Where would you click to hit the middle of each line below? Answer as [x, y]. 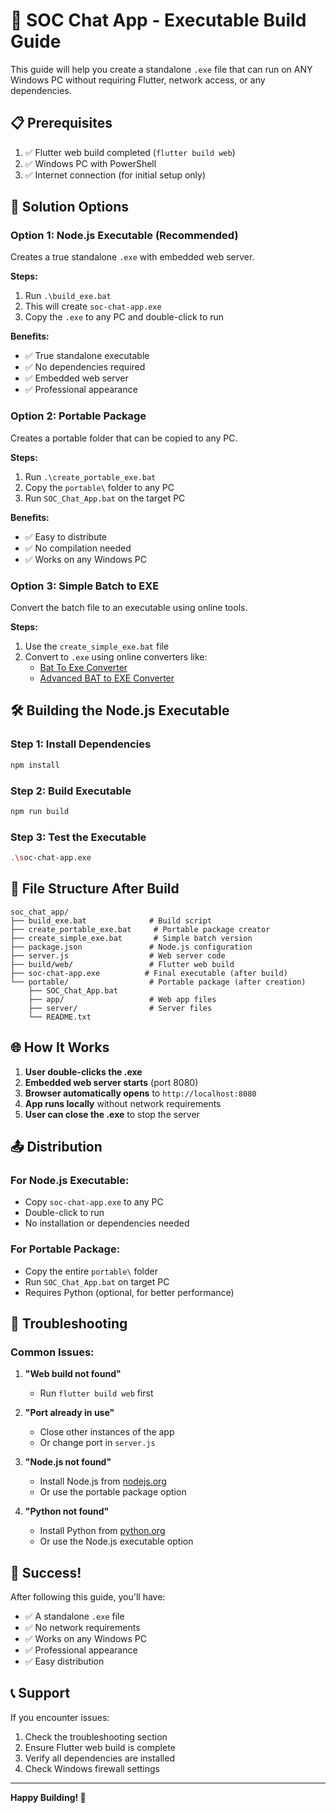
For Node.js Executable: [70, 1180]
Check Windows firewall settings [92, 1768]
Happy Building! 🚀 [48, 1797]
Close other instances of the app [107, 1432]
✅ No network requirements [82, 1628]
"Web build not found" [73, 1374]
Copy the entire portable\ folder [91, 1271]
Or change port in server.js [97, 1443]
